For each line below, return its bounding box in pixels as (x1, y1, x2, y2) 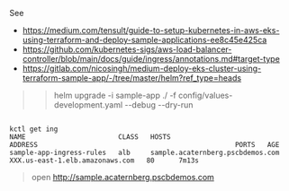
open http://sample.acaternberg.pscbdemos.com (31, 172, 214, 182)
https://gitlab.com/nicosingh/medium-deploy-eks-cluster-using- (22, 63, 262, 74)
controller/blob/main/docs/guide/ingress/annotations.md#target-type (22, 54, 281, 64)
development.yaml (53, 100, 123, 110)
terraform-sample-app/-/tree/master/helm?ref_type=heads (22, 73, 241, 83)
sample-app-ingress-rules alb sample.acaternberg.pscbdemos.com (9, 148, 280, 157)
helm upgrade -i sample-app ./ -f (53, 90, 177, 100)
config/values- (178, 90, 233, 100)
